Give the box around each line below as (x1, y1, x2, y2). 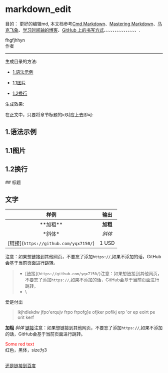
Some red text (5, 341, 34, 347)
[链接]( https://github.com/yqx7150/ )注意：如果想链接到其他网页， (24, 271, 162, 277)
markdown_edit (5, 4, 71, 15)
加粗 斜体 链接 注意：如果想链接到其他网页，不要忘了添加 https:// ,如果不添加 (5, 325, 163, 331)
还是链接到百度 (5, 362, 36, 368)
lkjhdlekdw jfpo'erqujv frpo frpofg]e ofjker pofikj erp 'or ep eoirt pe (17, 309, 155, 315)
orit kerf (17, 314, 34, 320)
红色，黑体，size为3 (5, 347, 47, 353)
